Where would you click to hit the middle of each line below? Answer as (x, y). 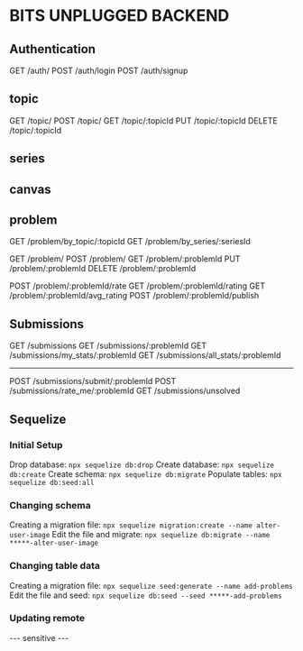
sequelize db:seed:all (52, 482)
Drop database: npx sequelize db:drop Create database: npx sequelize (142, 464)
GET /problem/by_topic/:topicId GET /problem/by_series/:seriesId (130, 242)
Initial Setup (36, 445)
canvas (30, 189)
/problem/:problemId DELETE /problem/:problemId (103, 269)
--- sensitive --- (39, 637)
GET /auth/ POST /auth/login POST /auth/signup (99, 70)
